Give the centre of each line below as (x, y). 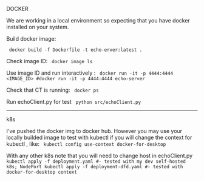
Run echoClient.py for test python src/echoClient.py (74, 102)
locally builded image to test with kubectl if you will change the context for (99, 137)
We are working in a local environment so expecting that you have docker (98, 20)
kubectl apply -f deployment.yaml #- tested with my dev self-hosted (96, 162)
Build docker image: (31, 39)
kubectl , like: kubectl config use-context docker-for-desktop (86, 144)
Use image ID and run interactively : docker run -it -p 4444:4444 (90, 73)
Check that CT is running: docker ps (53, 90)
